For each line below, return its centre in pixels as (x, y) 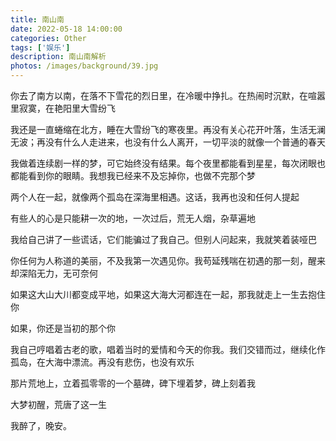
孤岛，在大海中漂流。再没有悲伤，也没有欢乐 (102, 362)
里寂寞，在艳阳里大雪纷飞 (63, 108)
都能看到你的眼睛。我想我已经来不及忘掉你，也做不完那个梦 (133, 175)
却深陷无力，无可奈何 (54, 273)
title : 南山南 (37, 19)
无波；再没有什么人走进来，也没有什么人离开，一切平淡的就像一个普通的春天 (168, 142)
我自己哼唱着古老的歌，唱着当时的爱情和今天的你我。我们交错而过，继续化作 (168, 349)
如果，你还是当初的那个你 (63, 328)
